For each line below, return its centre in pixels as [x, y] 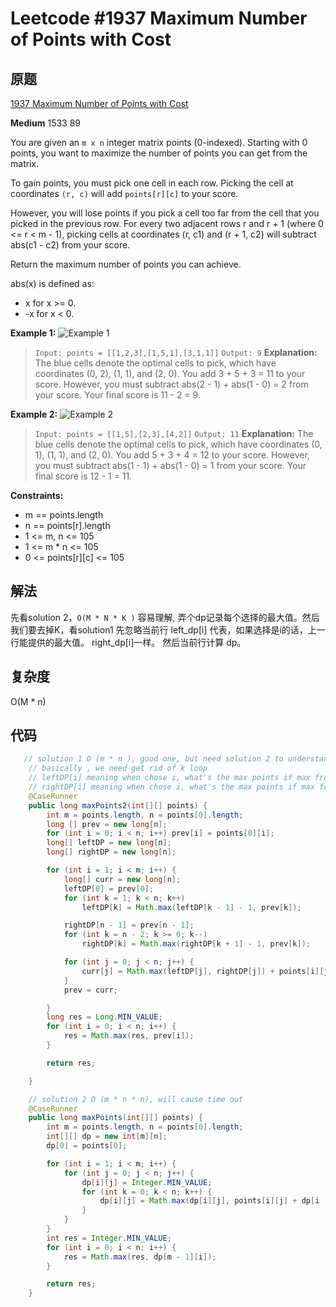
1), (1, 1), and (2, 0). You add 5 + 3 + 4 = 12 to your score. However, [172, 455]
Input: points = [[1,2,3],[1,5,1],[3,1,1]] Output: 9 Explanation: [176, 352]
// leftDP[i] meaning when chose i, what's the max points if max [169, 778]
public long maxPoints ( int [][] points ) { [115, 1118]
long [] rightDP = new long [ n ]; [111, 852]
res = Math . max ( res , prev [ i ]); [129, 1036]
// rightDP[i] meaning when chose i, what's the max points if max [171, 787]
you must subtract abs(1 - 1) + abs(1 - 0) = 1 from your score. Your [170, 465]
